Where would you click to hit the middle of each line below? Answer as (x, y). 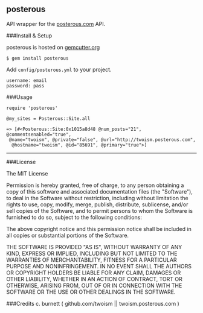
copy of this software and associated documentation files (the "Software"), (100, 191)
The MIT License (27, 173)
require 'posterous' (32, 108)
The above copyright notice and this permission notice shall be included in (99, 229)
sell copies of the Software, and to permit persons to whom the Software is (100, 210)
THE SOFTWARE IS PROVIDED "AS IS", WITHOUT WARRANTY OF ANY (94, 247)
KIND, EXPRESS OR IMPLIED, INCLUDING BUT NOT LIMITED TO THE (92, 253)
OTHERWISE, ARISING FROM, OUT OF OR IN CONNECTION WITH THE (94, 285)
